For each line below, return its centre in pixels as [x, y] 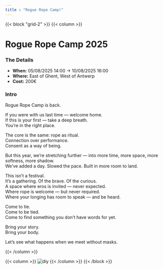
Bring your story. [22, 227]
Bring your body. [22, 232]
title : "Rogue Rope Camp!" [34, 10]
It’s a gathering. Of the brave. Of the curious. [51, 181]
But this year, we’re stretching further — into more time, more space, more [82, 155]
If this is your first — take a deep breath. [47, 120]
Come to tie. [18, 207]
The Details [19, 59]
